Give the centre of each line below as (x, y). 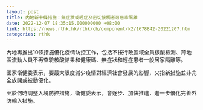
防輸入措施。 (22, 101)
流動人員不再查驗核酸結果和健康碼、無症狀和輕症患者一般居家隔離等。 (98, 60)
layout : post (23, 12)
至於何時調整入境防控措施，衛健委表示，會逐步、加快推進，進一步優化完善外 (101, 93)
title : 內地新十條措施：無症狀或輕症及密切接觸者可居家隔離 (72, 18)
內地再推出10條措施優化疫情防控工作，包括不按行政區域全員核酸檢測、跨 (96, 53)
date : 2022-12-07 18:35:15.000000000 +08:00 (63, 23)
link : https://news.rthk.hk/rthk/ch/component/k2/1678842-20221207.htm (98, 29)
